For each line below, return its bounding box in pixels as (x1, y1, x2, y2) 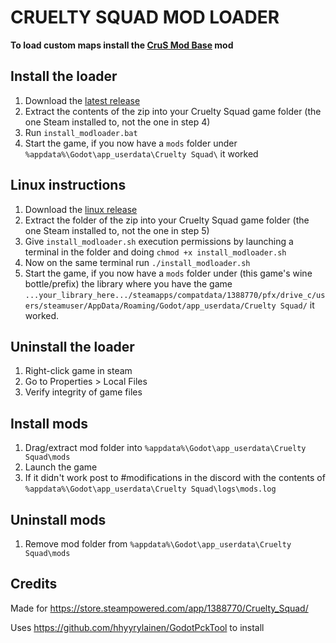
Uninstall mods (10, 511, 107, 528)
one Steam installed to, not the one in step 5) (24, 224, 210, 236)
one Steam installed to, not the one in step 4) (24, 116, 211, 128)
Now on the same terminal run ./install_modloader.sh (24, 256, 251, 268)
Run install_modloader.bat (24, 126, 138, 138)
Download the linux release (24, 203, 138, 215)
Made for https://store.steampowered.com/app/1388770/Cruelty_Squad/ (10, 602, 309, 614)
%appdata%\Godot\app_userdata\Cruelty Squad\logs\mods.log (24, 484, 277, 495)
